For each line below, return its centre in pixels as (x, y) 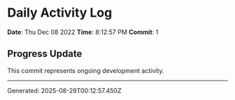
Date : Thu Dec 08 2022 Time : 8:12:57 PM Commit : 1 (83, 32)
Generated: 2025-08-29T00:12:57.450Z (64, 90)
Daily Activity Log (60, 13)
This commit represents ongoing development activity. (86, 70)
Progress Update (45, 54)
